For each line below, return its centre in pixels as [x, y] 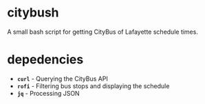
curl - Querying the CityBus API [62, 79]
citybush [33, 13]
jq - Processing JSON [48, 93]
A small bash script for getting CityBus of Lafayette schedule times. [102, 32]
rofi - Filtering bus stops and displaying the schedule [93, 86]
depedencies [45, 60]
